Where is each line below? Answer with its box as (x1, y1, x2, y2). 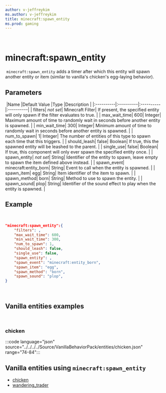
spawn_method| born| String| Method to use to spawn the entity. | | (5, 175, 143, 181)
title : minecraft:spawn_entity (5, 16, 70, 21)
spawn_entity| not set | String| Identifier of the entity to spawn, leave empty (5, 155, 158, 160)
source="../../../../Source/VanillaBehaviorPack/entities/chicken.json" (5, 344, 143, 350)
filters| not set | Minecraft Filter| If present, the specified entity (33, 107, 160, 112)
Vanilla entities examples (5, 302, 84, 311)
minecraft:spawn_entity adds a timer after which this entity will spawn (6, 69, 150, 75)
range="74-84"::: (5, 349, 41, 355)
